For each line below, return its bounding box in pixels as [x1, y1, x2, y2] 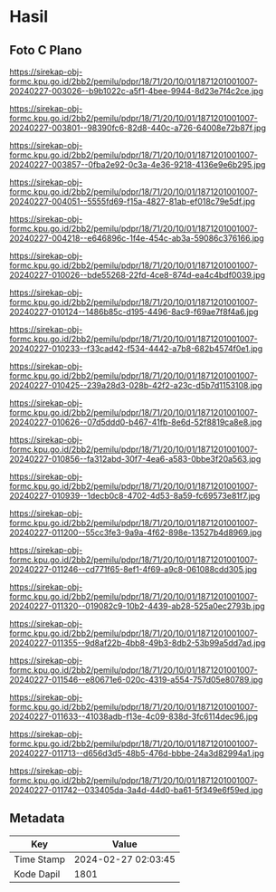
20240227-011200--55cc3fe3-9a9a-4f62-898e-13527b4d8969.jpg [9, 527, 262, 538]
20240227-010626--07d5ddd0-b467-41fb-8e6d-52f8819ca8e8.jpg [9, 417, 262, 427]
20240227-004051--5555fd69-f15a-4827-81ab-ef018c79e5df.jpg [9, 197, 256, 206]
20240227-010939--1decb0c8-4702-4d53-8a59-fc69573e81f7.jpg [9, 491, 261, 501]
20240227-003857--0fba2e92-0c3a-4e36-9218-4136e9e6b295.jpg [9, 159, 266, 169]
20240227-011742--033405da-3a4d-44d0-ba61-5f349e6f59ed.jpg [9, 785, 263, 795]
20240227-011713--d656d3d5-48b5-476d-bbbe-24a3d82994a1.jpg [9, 748, 265, 758]
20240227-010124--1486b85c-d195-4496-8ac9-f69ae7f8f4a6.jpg [9, 306, 259, 317]
